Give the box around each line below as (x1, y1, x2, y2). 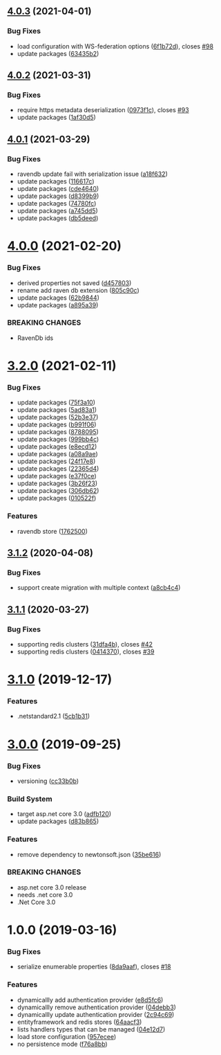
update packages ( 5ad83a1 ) (17, 406, 97, 414)
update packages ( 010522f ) (17, 494, 97, 503)
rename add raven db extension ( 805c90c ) (17, 286, 140, 294)
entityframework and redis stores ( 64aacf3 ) (17, 1018, 142, 1026)
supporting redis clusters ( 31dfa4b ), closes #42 (17, 640, 153, 648)
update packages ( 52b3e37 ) (17, 413, 99, 422)
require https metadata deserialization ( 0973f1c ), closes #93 (17, 106, 189, 114)
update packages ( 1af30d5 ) (17, 114, 97, 122)
